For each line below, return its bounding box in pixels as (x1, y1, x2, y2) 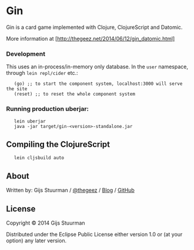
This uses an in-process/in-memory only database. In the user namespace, (6, 63, 189, 70)
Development (6, 50, 46, 58)
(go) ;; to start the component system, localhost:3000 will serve (14, 81, 183, 87)
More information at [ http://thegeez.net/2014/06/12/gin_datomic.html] (6, 35, 175, 42)
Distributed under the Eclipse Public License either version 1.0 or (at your (6, 231, 183, 238)
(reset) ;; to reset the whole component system (14, 91, 135, 97)
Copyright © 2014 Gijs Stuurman (6, 219, 85, 226)
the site (6, 86, 28, 92)
